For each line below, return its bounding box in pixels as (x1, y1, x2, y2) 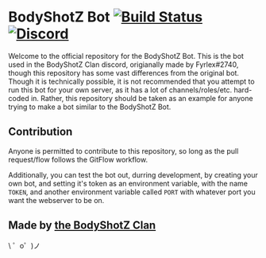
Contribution (8, 125, 73, 139)
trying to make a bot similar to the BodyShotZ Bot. (8, 102, 172, 111)
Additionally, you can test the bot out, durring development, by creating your (8, 170, 258, 179)
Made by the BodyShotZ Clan (8, 219, 156, 233)
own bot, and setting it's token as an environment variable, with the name (8, 178, 249, 188)
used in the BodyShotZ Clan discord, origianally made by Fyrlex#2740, (8, 60, 239, 69)
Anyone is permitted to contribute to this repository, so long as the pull (8, 146, 239, 155)
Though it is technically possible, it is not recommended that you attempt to (8, 76, 256, 86)
